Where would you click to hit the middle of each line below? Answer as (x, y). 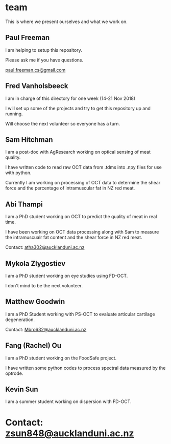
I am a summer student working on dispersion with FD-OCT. (68, 401)
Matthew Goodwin (35, 302)
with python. (18, 173)
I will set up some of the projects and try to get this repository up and (78, 108)
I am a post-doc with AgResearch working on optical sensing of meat (78, 152)
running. (14, 114)
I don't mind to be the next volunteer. (44, 286)
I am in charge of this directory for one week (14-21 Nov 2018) (70, 98)
